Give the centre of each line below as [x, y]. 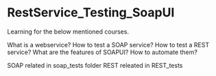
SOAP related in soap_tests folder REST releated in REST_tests [95, 65]
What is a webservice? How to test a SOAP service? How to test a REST [108, 45]
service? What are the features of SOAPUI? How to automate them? [102, 52]
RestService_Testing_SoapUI [91, 13]
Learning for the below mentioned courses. [68, 31]
